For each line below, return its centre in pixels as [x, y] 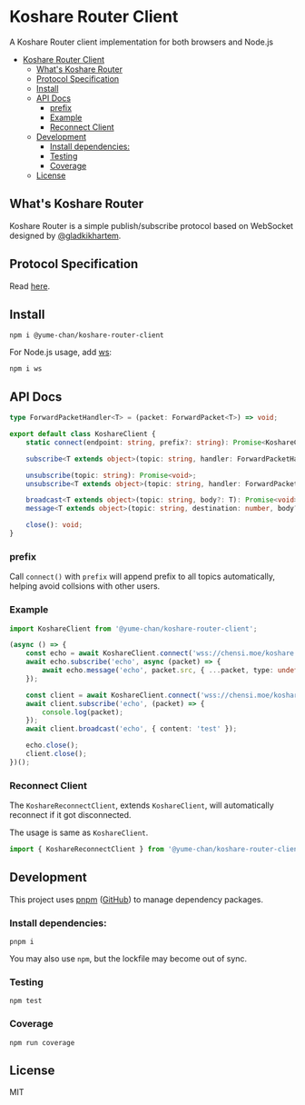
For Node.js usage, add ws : [60, 353]
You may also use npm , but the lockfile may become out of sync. [128, 959]
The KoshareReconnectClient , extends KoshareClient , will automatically [142, 805]
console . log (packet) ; [83, 712]
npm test [26, 1001]
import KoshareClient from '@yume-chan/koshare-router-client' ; [133, 629]
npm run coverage [42, 1042]
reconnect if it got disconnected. [70, 815]
